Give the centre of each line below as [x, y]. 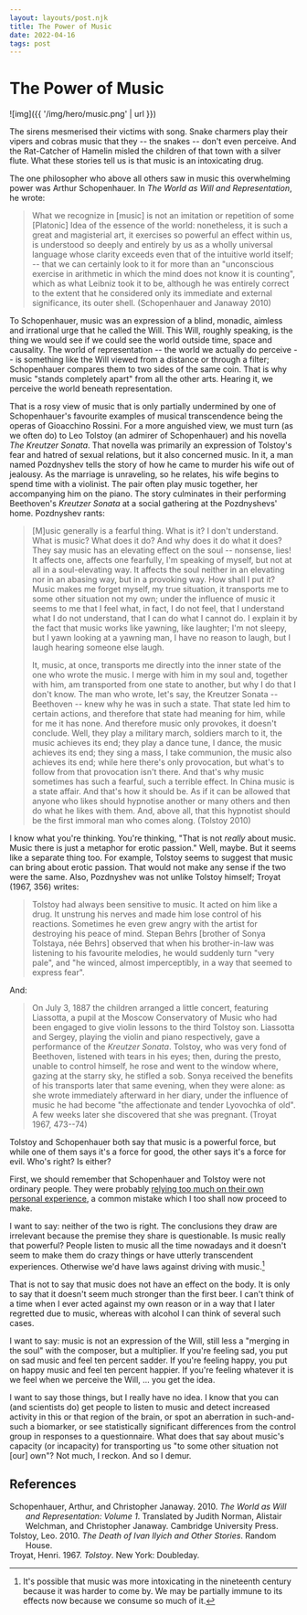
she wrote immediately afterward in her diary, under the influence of [160, 1095]
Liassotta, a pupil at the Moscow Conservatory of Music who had [154, 1018]
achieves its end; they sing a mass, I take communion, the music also [162, 753]
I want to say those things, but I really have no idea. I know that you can [144, 1397]
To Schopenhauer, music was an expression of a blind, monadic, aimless [146, 321]
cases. [22, 1323]
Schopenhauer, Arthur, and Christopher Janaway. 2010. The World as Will [148, 1506]
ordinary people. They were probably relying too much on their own [137, 1189]
